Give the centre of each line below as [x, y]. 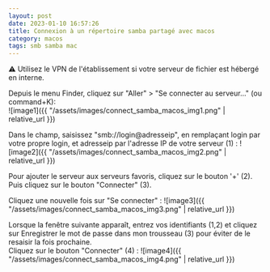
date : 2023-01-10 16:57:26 [54, 23]
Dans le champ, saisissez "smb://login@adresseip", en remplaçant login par [135, 135]
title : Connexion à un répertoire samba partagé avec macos [112, 31]
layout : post [30, 16]
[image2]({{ [28, 152]
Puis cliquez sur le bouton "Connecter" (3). [80, 185]
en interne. [26, 78]
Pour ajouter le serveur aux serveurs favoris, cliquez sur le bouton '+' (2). [131, 176]
